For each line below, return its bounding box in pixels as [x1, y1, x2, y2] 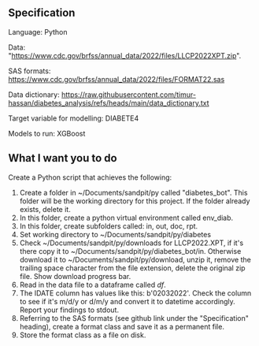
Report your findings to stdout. [19, 305, 120, 314]
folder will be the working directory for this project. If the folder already [19, 196, 250, 206]
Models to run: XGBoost [8, 128, 86, 138]
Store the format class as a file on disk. [19, 330, 146, 340]
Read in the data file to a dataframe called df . [19, 280, 167, 289]
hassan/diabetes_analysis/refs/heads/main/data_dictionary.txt [8, 98, 209, 107]
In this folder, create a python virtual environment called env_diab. [19, 213, 234, 222]
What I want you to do [8, 151, 117, 165]
